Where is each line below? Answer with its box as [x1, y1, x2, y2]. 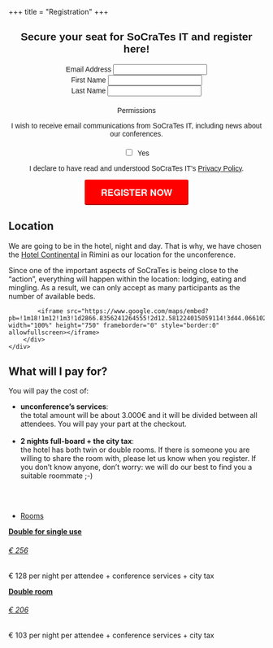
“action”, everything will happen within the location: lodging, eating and [8, 274, 247, 284]
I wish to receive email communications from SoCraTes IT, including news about [11, 121, 262, 130]
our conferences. [109, 129, 164, 138]
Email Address [65, 64, 112, 74]
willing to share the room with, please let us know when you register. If [19, 454, 257, 463]
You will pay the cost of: [8, 386, 89, 396]
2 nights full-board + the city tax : [19, 437, 134, 446]
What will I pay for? [8, 364, 108, 378]
